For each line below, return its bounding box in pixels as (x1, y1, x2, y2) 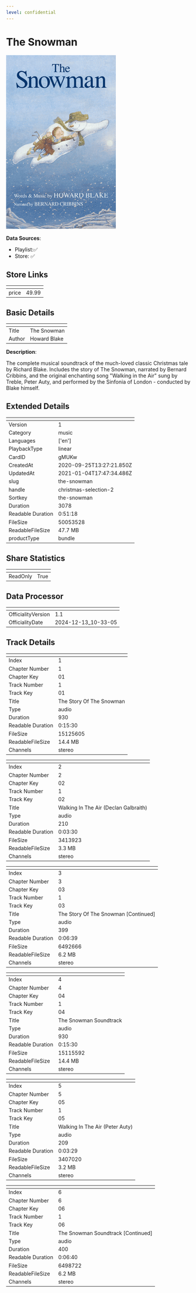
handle (8, 486, 25, 493)
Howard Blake (30, 335, 64, 342)
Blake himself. (6, 384, 40, 391)
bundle (58, 535, 75, 542)
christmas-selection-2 (58, 486, 114, 493)
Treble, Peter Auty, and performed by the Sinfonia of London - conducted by (6, 378, 191, 385)
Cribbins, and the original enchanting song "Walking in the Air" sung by (6, 372, 178, 379)
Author (8, 335, 25, 342)
